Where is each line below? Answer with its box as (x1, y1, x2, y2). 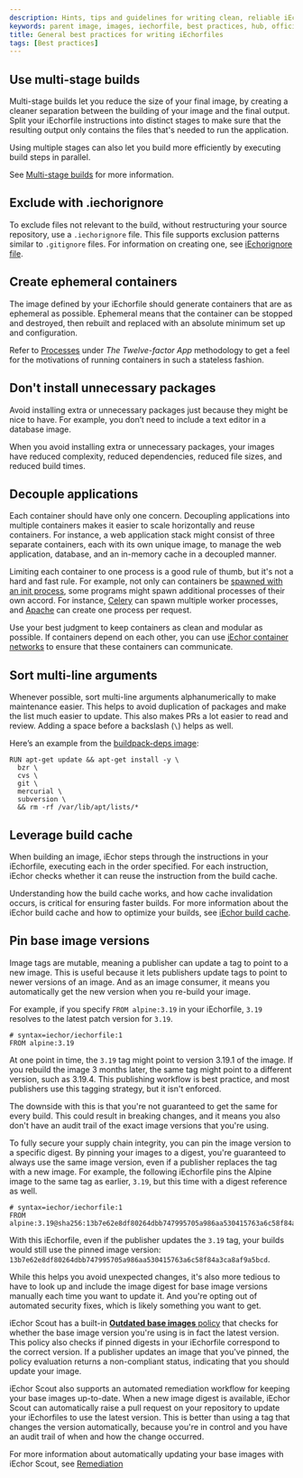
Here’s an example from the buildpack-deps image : (9, 738, 200, 749)
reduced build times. (9, 460, 86, 471)
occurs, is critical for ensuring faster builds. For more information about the (9, 897, 289, 908)
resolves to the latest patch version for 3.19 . (9, 1013, 173, 1024)
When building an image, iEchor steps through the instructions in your (9, 851, 269, 862)
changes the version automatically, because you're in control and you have (9, 1421, 289, 1432)
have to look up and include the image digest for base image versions (9, 1280, 268, 1292)
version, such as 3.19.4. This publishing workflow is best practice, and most (9, 1073, 290, 1084)
